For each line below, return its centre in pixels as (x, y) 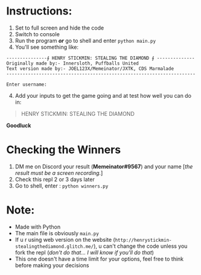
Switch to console (37, 34)
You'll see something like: (47, 47)
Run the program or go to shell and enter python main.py (85, 40)
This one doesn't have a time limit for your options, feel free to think (99, 259)
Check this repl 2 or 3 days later (55, 179)
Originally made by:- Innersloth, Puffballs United (72, 63)
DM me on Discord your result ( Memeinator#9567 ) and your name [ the (104, 166)
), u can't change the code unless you (140, 246)
